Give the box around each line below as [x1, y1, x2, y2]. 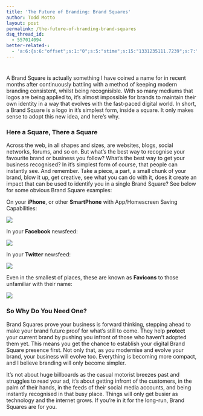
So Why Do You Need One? [6, 307, 88, 315]
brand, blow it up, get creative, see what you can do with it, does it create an [6, 174, 197, 181]
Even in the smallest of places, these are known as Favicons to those [6, 274, 179, 281]
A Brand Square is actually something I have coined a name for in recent [6, 74, 186, 82]
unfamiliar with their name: [6, 281, 72, 288]
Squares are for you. [6, 403, 57, 410]
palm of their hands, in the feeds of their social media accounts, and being [6, 383, 192, 391]
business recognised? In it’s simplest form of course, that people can [6, 161, 178, 168]
